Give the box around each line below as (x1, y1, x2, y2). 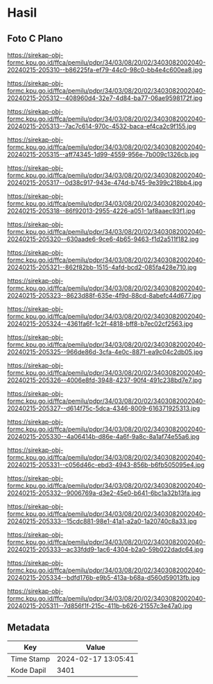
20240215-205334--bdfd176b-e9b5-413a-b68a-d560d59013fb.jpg (7, 574, 200, 581)
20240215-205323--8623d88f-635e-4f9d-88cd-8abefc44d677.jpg (7, 292, 201, 299)
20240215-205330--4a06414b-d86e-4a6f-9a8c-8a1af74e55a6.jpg (7, 433, 200, 440)
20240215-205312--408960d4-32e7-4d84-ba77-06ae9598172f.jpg (7, 94, 203, 102)
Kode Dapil (10, 665, 46, 675)
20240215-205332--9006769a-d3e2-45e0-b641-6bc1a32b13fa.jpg (7, 489, 201, 497)
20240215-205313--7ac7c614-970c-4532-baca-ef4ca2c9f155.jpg (7, 122, 196, 130)
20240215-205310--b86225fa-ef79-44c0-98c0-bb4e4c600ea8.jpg (7, 66, 203, 74)
